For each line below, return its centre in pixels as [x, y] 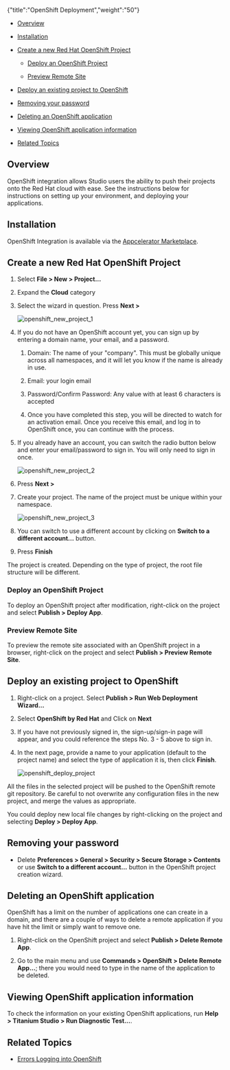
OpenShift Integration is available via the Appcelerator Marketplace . [103, 241]
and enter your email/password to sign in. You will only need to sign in [116, 450]
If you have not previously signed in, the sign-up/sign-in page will [110, 731]
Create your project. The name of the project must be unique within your [119, 497]
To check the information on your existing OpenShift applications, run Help [113, 1014]
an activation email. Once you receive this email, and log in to [114, 422]
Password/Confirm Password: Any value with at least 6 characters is [124, 394]
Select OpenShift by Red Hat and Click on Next [84, 718]
